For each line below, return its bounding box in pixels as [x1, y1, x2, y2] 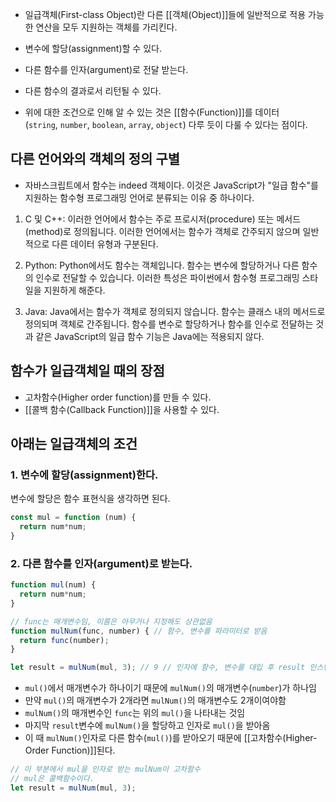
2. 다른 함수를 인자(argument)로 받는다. [10, 556, 193, 570]
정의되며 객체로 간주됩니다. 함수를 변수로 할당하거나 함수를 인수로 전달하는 [24, 318, 314, 330]
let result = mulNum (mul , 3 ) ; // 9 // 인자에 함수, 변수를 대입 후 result [10, 663, 306, 673]
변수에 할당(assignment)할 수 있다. [24, 43, 162, 54]
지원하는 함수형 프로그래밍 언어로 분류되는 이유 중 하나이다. [24, 191, 255, 203]
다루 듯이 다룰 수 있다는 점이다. [188, 119, 308, 130]
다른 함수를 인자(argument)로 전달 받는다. [24, 64, 189, 75]
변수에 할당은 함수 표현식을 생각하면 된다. [10, 493, 171, 505]
